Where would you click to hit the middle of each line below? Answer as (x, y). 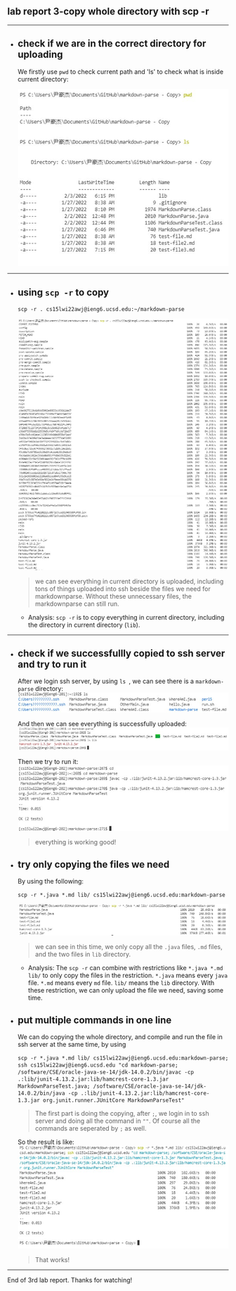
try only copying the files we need (93, 864)
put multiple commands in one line (94, 1020)
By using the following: (51, 882)
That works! (52, 1259)
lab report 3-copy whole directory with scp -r (108, 12)
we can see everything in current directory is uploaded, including (129, 581)
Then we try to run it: (48, 761)
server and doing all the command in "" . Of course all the (118, 1121)
